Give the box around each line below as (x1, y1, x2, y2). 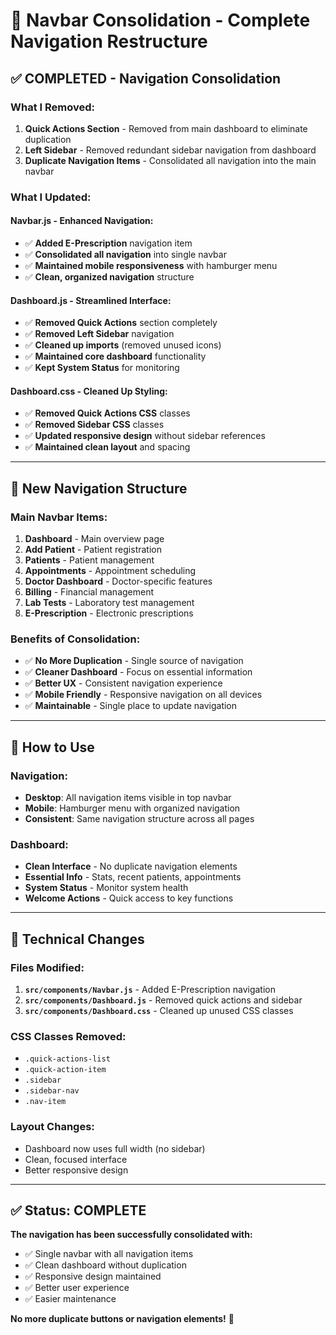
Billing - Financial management (24, 586, 155, 598)
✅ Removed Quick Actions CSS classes (24, 407, 191, 419)
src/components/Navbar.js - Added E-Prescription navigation (24, 984, 276, 996)
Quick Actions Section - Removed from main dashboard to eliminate (24, 122, 308, 134)
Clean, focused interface (24, 1153, 128, 1165)
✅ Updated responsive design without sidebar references (24, 430, 266, 442)
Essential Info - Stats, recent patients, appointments (24, 871, 242, 883)
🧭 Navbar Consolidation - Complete (10, 9, 311, 32)
